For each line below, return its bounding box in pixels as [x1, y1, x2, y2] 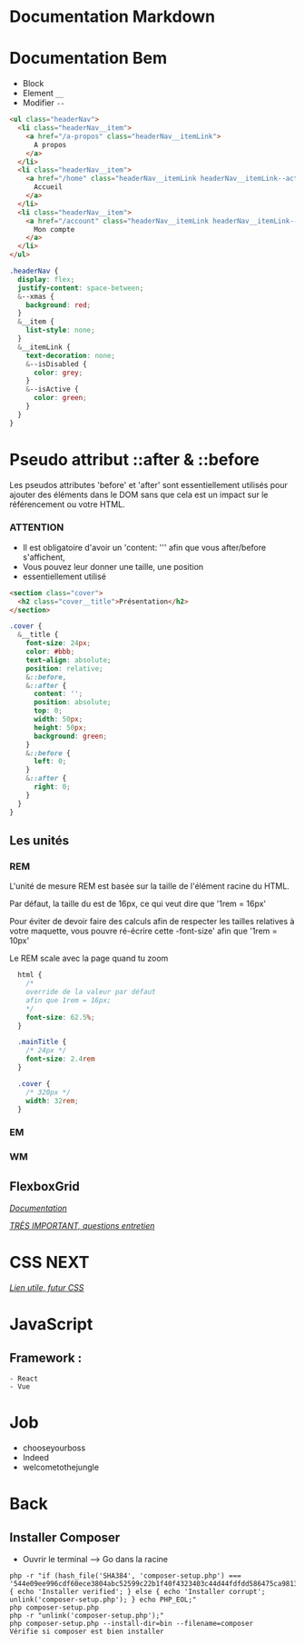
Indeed [22, 1451, 50, 1462]
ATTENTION [9, 521, 64, 533]
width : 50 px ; [33, 715, 84, 724]
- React [9, 1374, 39, 1383]
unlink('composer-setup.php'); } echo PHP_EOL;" [9, 1595, 197, 1604]
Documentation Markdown [9, 6, 216, 27]
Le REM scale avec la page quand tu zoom [9, 952, 169, 964]
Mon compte [33, 224, 75, 234]
